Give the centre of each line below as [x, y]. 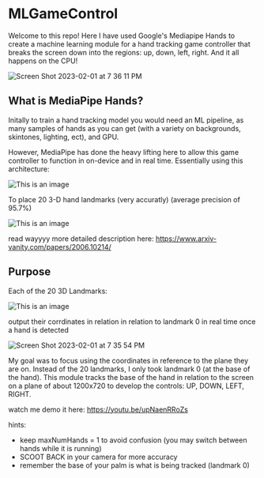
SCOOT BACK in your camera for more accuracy [98, 457]
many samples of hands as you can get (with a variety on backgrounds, [124, 128]
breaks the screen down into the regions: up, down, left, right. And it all [124, 52]
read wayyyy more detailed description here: [81, 239]
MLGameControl [63, 14]
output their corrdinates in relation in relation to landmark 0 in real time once [132, 322]
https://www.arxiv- [186, 239]
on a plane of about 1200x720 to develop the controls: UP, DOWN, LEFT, [126, 386]
